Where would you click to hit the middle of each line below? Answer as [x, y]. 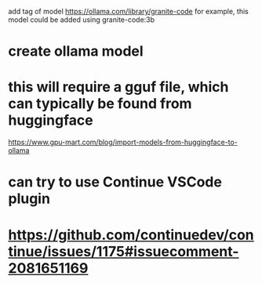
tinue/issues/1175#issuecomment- [124, 251]
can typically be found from [100, 104]
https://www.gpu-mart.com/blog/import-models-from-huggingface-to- [123, 142]
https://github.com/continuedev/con [131, 235]
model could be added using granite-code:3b [82, 20]
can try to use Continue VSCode [115, 182]
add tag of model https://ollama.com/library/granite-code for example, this [128, 11]
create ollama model [76, 51]
